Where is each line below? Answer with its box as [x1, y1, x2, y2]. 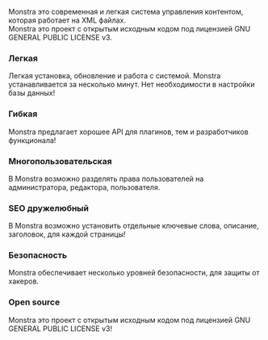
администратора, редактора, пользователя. [8, 182, 161, 192]
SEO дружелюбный [8, 202, 89, 213]
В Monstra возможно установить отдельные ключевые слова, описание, [8, 221, 260, 231]
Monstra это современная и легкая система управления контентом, [8, 7, 244, 16]
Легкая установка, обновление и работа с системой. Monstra [8, 71, 221, 81]
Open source [8, 296, 61, 308]
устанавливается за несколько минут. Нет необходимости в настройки [8, 80, 255, 90]
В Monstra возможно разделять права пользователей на [8, 174, 204, 183]
